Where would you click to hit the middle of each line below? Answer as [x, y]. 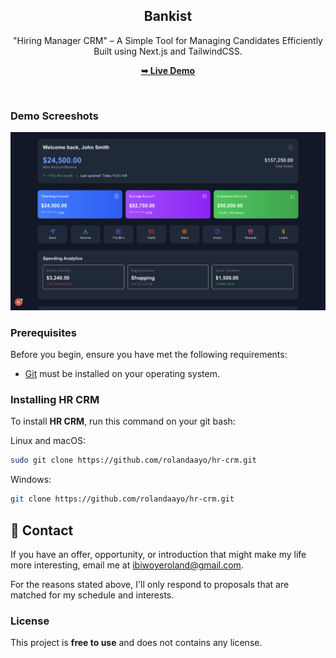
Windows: [31, 480]
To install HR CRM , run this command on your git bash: [123, 421]
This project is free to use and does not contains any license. [136, 643]
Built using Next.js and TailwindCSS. [168, 51]
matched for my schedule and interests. [92, 595]
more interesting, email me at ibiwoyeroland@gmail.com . [127, 565]
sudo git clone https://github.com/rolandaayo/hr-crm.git [133, 460]
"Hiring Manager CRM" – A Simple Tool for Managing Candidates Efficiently [168, 40]
